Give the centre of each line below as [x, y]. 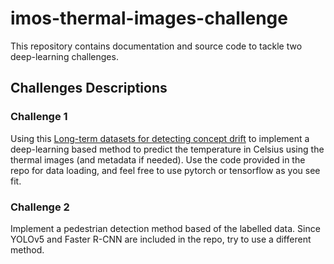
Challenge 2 [40, 207]
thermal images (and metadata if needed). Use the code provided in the [158, 159]
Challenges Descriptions [89, 88]
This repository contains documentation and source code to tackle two [156, 46]
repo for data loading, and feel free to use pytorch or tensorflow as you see [165, 170]
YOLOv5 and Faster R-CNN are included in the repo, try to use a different [161, 239]
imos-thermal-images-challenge [149, 18]
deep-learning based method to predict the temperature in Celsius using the [167, 149]
